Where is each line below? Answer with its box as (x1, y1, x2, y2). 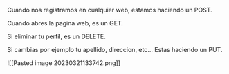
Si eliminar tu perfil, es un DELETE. (7, 32, 106, 40)
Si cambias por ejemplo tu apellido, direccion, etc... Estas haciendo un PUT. (7, 46, 223, 53)
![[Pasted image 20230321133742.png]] (7, 59, 121, 67)
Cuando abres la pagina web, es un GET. (7, 19, 123, 27)
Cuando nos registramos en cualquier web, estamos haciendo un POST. (7, 6, 212, 14)
